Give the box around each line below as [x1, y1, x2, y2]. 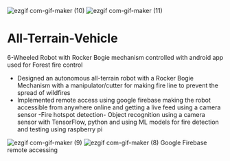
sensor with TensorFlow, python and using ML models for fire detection [16, 118, 220, 126]
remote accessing [7, 145, 58, 154]
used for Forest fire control [7, 61, 83, 69]
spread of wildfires [16, 88, 71, 96]
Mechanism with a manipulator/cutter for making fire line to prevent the [16, 81, 218, 89]
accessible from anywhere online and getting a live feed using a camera [16, 103, 221, 111]
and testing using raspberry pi [16, 125, 103, 133]
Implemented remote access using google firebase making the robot [16, 96, 211, 104]
